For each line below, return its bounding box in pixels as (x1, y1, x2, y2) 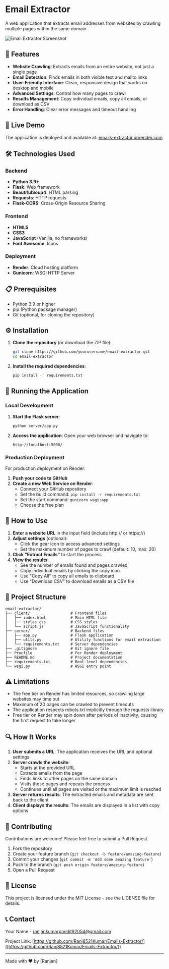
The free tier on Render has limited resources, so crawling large (12, 690, 145, 697)
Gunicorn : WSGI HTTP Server (12, 270, 75, 276)
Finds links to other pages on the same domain (20, 776, 117, 782)
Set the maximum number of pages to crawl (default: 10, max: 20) (20, 546, 156, 552)
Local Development (5, 402, 54, 409)
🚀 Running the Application (5, 387, 89, 396)
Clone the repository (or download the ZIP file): (12, 340, 112, 346)
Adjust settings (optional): (12, 535, 68, 541)
